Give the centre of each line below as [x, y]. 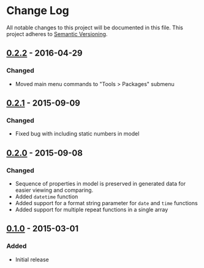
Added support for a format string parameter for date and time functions [106, 203]
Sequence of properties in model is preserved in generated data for [100, 183]
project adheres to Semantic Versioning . [57, 34]
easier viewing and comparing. [54, 190]
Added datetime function [47, 197]
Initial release [32, 259]
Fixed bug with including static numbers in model [77, 134]
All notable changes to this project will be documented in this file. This [95, 27]
